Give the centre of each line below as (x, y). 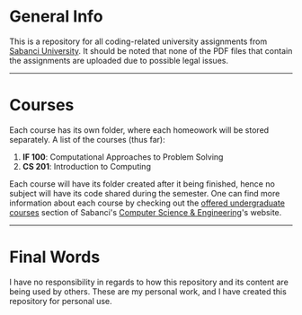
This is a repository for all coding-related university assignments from (138, 41)
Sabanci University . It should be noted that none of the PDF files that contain (151, 50)
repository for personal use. (61, 301)
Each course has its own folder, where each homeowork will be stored (139, 130)
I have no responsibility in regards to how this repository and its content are (149, 282)
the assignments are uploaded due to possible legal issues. (119, 60)
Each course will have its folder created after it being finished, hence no (142, 184)
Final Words (55, 257)
